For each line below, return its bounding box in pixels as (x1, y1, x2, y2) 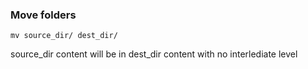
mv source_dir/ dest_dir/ (10, 31, 118, 41)
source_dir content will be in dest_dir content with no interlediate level (10, 48, 298, 60)
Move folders (10, 8, 77, 22)
